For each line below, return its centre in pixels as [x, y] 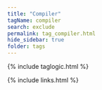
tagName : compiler [34, 20]
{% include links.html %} [43, 80]
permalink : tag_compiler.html [52, 33]
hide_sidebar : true [36, 40]
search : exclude [31, 27]
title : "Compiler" [34, 14]
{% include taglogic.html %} [48, 66]
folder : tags [26, 46]
